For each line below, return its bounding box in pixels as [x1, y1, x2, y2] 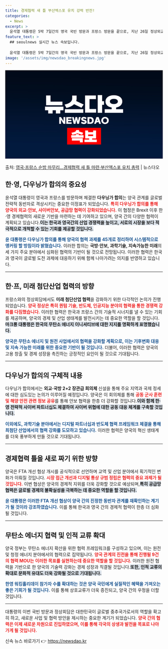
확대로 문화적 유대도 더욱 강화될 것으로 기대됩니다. [5, 570, 101, 577]
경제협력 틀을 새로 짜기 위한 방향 [5, 454, 98, 463]
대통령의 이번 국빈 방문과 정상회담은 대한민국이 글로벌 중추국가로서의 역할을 [5, 609, 152, 615]
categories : [5, 13, 30, 18]
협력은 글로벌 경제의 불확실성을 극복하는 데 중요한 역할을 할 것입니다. [5, 487, 137, 493]
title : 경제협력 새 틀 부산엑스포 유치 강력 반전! [5, 8, 95, 13]
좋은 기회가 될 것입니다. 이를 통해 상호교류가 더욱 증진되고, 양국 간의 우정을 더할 [5, 587, 159, 593]
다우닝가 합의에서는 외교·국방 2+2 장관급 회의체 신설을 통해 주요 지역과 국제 [5, 385, 152, 392]
